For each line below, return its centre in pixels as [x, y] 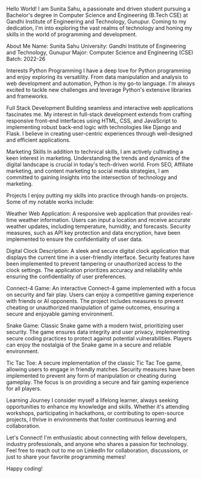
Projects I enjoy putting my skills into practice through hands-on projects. [97, 195]
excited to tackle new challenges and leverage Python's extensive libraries [99, 90]
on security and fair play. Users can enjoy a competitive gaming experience [100, 295]
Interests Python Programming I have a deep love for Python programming [99, 71]
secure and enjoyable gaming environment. [60, 314]
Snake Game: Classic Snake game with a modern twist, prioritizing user [95, 326]
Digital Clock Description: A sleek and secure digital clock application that [98, 251]
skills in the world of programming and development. [72, 34]
